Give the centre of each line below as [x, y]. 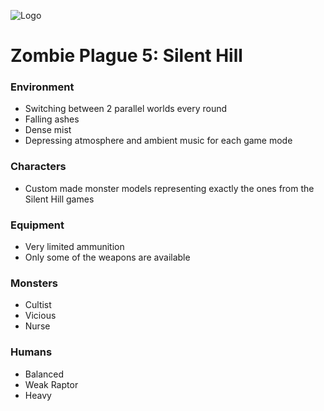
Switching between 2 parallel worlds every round [126, 109]
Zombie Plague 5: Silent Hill [126, 56]
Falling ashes [52, 119]
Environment [42, 87]
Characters [38, 167]
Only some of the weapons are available [107, 257]
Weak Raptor [51, 384]
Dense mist [48, 130]
